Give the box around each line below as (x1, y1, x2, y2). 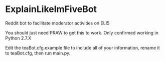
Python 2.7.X (5, 35, 32, 41)
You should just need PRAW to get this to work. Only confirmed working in (5, 29, 159, 35)
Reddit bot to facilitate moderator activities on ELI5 (5, 20, 110, 26)
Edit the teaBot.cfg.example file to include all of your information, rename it (5, 44, 160, 50)
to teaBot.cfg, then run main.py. (5, 50, 71, 56)
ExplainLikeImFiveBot (5, 3, 97, 15)
